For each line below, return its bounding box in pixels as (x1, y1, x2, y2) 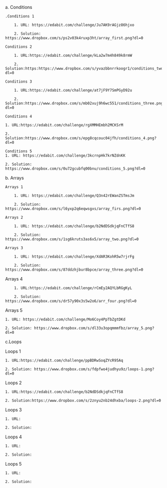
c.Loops (5, 339, 22, 345)
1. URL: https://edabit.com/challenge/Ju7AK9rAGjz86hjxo (14, 22, 135, 27)
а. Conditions (5, 4, 32, 10)
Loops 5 (5, 461, 22, 467)
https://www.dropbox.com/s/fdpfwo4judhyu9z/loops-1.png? (34, 367, 155, 372)
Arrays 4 (5, 276, 23, 282)
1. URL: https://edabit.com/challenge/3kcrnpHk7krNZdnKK (5, 153, 126, 158)
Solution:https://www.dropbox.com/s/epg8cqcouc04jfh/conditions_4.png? (5, 136, 157, 141)
